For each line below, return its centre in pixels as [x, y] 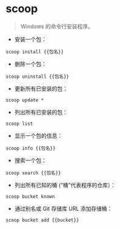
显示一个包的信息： [38, 135]
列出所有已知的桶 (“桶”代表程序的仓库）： [65, 185]
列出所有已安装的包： [41, 112]
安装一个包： [30, 39]
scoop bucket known [30, 196]
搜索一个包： [30, 160]
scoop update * [25, 100]
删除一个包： [30, 64]
